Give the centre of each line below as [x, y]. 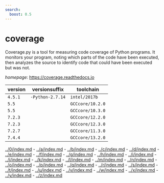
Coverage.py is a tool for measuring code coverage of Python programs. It [80, 52]
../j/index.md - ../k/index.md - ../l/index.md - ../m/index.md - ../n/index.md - [81, 160]
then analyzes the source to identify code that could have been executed [79, 62]
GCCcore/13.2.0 [88, 138]
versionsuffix [48, 90]
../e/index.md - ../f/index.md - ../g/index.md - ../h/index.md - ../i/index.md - [81, 154]
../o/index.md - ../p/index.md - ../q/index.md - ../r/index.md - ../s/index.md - [82, 165]
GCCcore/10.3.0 [88, 111]
